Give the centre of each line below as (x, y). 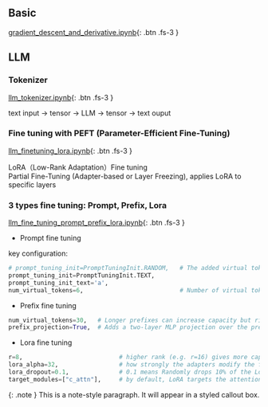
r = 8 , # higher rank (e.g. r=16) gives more (128, 358)
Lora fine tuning (46, 342)
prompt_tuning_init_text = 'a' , (59, 283)
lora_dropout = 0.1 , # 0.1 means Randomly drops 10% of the (130, 372)
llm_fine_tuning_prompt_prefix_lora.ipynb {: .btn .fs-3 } (97, 223)
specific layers (32, 184)
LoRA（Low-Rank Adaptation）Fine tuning (78, 167)
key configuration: (38, 253)
